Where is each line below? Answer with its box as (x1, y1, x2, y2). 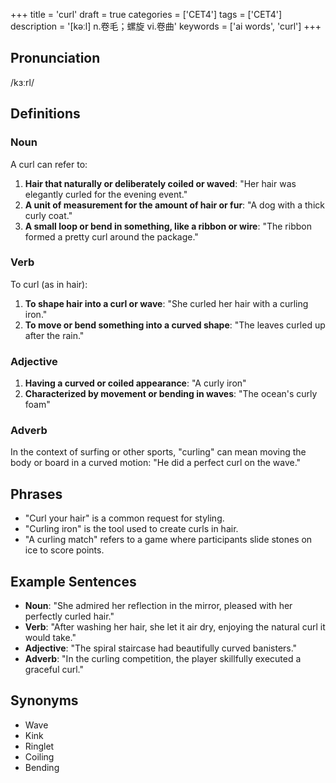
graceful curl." (24, 664, 85, 676)
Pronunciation (10, 50, 101, 67)
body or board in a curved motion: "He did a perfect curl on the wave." (10, 457, 302, 469)
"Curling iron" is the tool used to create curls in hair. (24, 523, 239, 535)
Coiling (24, 750, 55, 763)
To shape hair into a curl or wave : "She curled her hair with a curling (24, 297, 309, 309)
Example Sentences (10, 573, 137, 590)
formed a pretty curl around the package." (24, 230, 199, 243)
